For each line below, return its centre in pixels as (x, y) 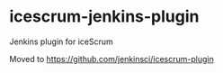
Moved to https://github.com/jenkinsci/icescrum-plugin (111, 59)
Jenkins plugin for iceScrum (62, 41)
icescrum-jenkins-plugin (104, 17)
